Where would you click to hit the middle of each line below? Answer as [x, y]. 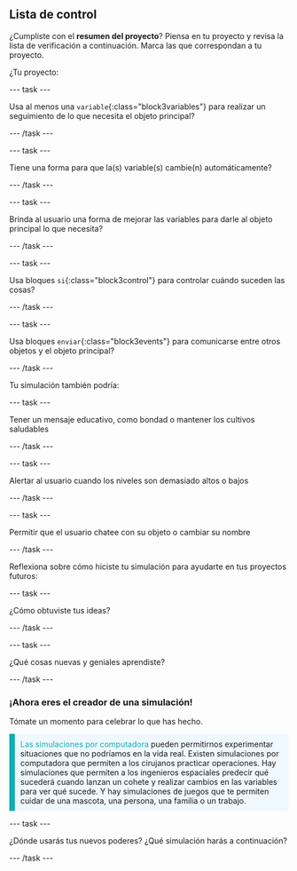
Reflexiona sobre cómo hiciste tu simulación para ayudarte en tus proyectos [148, 566]
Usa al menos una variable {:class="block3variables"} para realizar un [137, 107]
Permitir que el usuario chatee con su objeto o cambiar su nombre [130, 532]
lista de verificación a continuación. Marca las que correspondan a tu [136, 45]
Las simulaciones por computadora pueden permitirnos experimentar [147, 744]
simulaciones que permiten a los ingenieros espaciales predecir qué [145, 772]
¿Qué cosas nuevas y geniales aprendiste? [87, 661]
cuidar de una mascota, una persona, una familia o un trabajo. [133, 801]
